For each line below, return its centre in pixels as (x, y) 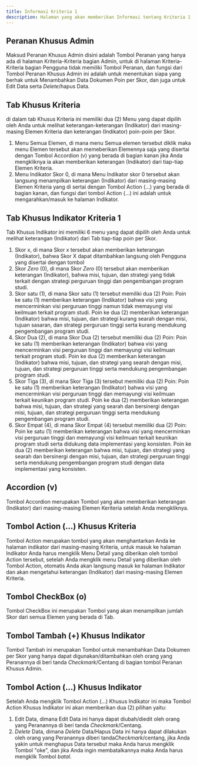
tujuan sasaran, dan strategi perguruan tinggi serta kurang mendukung (100, 325)
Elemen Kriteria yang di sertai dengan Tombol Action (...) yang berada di (102, 187)
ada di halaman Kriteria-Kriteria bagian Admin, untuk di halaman (84, 61)
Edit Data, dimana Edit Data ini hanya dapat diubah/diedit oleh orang (97, 719)
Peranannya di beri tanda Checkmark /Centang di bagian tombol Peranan (94, 662)
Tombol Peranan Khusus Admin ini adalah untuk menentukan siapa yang (94, 74)
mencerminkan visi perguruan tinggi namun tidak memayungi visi (94, 306)
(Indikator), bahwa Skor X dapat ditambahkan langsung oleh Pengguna (100, 256)
